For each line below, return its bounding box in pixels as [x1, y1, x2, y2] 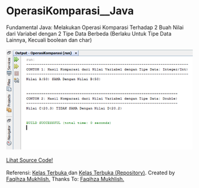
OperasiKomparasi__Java [6, 4, 134, 18]
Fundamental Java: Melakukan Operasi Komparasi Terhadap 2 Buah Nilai [6, 24, 184, 31]
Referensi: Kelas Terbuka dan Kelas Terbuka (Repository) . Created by [6, 169, 175, 176]
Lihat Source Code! [6, 157, 53, 164]
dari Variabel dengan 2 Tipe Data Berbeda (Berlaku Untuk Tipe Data [6, 30, 172, 37]
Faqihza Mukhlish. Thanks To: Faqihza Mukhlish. [6, 176, 124, 183]
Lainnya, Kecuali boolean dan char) [6, 36, 92, 43]
